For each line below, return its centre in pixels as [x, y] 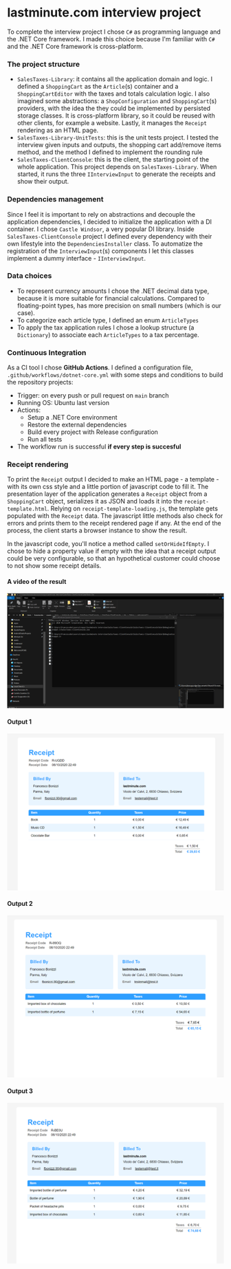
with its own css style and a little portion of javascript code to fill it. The [108, 487]
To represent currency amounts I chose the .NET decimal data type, [113, 291]
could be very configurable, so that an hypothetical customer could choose [114, 558]
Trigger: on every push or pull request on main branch [93, 395]
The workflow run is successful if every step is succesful [99, 447]
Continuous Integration [47, 352]
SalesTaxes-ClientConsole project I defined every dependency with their [110, 236]
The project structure [44, 64]
